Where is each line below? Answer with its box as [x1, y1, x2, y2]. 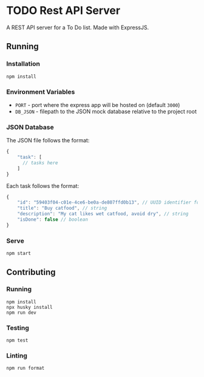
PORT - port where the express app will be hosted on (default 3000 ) [15, 101, 180, 108]
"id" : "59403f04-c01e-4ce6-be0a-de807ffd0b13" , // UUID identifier [17, 199, 191, 206]
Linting [6, 351, 27, 360]
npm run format [6, 365, 45, 372]
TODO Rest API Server [6, 4, 120, 18]
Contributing [6, 267, 56, 277]
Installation [6, 60, 41, 68]
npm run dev [6, 310, 36, 316]
